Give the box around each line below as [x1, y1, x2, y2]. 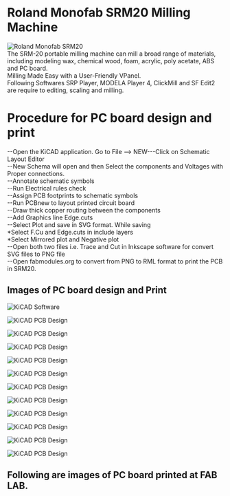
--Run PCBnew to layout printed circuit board [7, 198, 135, 207]
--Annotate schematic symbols [7, 177, 95, 185]
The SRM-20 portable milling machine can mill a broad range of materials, [7, 50, 216, 58]
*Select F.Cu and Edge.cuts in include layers [7, 228, 134, 236]
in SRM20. [7, 264, 36, 272]
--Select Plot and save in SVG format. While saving [7, 220, 151, 228]
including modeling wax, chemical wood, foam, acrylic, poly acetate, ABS [7, 56, 215, 65]
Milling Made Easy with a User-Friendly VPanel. [7, 71, 141, 80]
